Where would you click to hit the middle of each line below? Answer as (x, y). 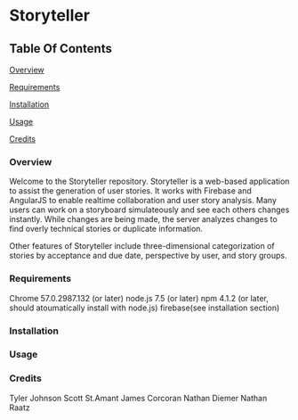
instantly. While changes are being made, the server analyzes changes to (143, 219)
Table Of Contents (61, 49)
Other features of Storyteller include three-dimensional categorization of (142, 246)
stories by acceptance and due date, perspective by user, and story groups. (148, 256)
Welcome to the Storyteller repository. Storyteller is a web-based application (149, 181)
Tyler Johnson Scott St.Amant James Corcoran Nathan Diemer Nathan (138, 398)
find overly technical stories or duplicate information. (106, 229)
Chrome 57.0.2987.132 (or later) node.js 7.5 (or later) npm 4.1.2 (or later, (139, 298)
